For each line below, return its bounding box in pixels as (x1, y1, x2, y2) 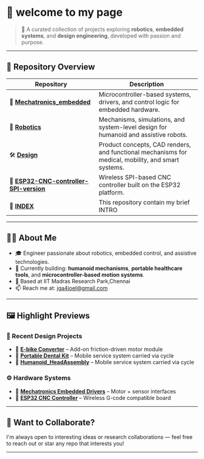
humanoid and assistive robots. (98, 130, 188, 139)
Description (129, 80, 164, 88)
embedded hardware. (98, 105, 160, 114)
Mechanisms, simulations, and (98, 115, 185, 123)
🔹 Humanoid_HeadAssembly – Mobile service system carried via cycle (15, 359, 194, 366)
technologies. (15, 258, 50, 265)
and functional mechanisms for (98, 148, 187, 156)
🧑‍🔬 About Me (6, 233, 57, 243)
